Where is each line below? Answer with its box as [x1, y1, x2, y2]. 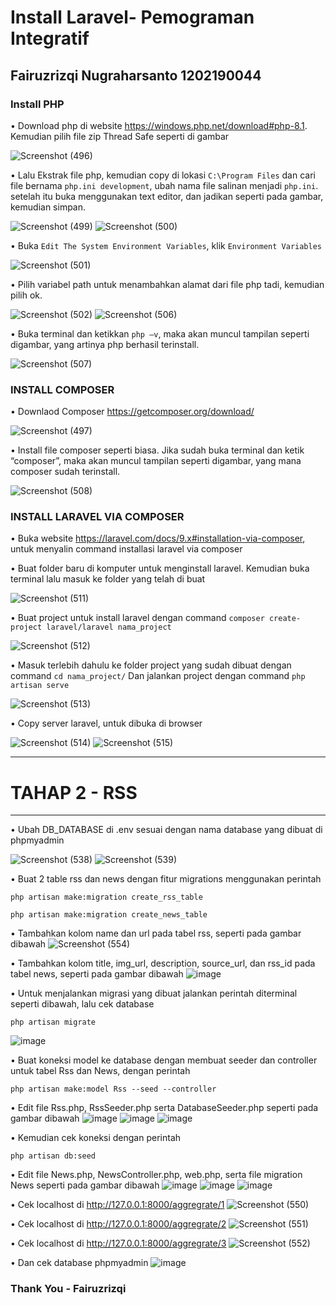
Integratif [10, 27, 90, 50]
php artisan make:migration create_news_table [10, 910, 208, 920]
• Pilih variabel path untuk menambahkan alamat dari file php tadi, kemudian [10, 278, 325, 290]
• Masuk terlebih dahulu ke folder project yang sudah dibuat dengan [10, 659, 292, 671]
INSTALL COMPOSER [10, 382, 115, 396]
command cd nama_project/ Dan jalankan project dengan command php [10, 670, 306, 682]
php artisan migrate [10, 1017, 97, 1028]
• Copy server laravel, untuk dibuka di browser [10, 717, 203, 730]
